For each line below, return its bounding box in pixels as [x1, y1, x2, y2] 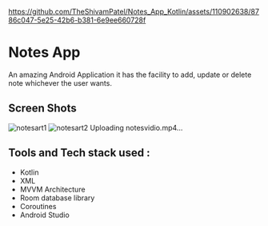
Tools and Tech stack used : [8, 146, 150, 159]
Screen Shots [8, 102, 78, 115]
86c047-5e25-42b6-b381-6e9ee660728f [8, 15, 146, 25]
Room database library [19, 192, 95, 203]
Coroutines [19, 201, 57, 211]
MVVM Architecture [19, 184, 86, 194]
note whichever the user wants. [8, 78, 112, 87]
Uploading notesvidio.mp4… [90, 123, 183, 132]
